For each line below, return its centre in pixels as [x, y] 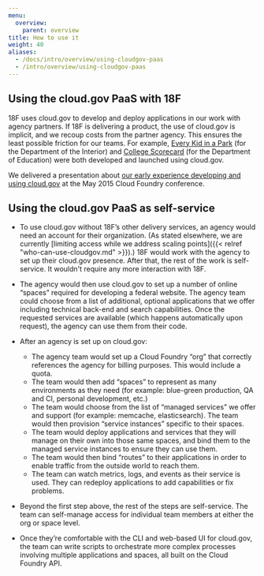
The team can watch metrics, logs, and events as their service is [136, 474]
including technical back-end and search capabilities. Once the [122, 309]
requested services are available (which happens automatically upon [131, 318]
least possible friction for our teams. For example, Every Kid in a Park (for [127, 143]
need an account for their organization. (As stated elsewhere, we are [131, 236]
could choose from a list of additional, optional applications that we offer [137, 301]
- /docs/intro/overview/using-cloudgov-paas [89, 60]
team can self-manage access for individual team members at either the [136, 514]
